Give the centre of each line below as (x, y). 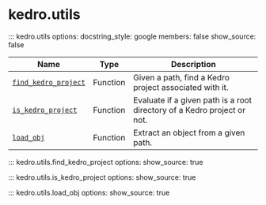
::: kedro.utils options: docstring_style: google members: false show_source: (132, 36)
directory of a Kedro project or (190, 110)
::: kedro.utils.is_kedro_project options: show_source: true (102, 177)
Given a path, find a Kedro (181, 77)
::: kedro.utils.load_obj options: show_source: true (89, 192)
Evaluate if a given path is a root (192, 100)
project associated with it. (181, 87)
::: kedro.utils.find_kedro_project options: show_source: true (106, 162)
